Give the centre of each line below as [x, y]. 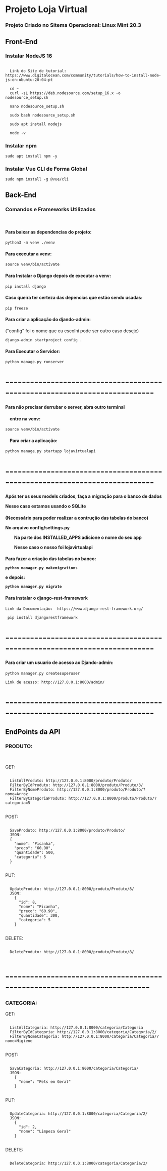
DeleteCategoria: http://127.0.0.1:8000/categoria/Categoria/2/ [79, 1163]
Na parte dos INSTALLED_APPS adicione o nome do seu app [78, 537]
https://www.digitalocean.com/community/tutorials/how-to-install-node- [83, 75]
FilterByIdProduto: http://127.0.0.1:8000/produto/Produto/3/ [76, 785]
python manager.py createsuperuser [43, 674]
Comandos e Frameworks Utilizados [50, 209]
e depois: [15, 577]
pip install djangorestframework [43, 617]
